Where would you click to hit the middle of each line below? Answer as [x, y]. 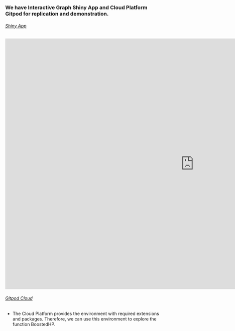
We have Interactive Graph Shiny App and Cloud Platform [76, 8]
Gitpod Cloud [19, 298]
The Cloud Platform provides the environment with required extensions [86, 314]
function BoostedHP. [34, 324]
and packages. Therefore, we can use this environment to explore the [84, 319]
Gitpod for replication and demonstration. [57, 14]
